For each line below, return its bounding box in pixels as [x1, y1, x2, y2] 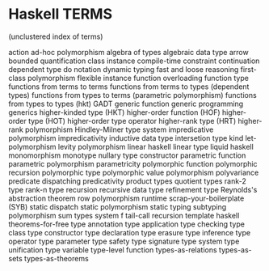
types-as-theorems [23, 253, 89, 263]
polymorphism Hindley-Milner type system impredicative [25, 125, 214, 134]
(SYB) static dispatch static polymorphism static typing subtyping [8, 201, 227, 211]
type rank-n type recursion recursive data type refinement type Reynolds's [8, 184, 258, 194]
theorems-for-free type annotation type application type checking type [8, 219, 245, 229]
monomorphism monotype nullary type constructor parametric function [8, 150, 246, 160]
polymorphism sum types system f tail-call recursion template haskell [8, 210, 240, 220]
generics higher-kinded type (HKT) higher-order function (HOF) [8, 107, 221, 117]
